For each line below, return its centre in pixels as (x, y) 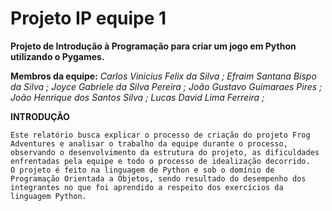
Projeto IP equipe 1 (88, 18)
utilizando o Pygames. (57, 56)
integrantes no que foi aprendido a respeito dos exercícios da (147, 187)
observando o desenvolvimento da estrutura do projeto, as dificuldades (165, 152)
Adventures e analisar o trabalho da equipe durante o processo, (149, 143)
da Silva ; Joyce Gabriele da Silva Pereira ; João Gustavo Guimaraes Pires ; (166, 86)
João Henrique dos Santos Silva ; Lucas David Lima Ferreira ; (137, 97)
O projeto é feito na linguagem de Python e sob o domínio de (142, 170)
